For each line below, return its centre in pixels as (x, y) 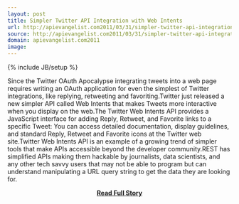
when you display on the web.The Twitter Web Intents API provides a (108, 111)
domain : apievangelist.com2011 (54, 41)
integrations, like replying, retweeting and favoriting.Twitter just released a (116, 96)
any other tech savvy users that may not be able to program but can (107, 164)
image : (17, 47)
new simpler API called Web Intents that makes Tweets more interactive (112, 103)
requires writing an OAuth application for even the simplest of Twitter (108, 88)
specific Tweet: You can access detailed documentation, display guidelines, (118, 126)
